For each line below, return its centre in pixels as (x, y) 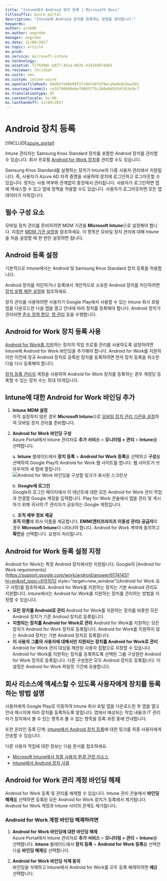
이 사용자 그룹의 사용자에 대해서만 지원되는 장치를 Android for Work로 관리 (85, 642)
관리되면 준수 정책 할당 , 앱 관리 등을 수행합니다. (51, 314)
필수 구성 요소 (25, 213)
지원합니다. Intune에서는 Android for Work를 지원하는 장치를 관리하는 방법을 (80, 594)
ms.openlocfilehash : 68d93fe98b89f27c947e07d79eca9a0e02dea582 (72, 84)
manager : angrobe (23, 38)
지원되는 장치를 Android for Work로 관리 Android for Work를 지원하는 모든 (86, 623)
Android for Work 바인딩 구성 (42, 434)
